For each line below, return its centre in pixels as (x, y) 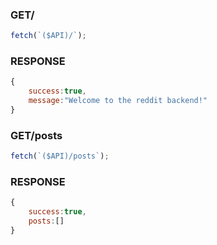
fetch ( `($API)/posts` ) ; (60, 156)
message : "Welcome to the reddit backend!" (118, 101)
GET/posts (36, 135)
